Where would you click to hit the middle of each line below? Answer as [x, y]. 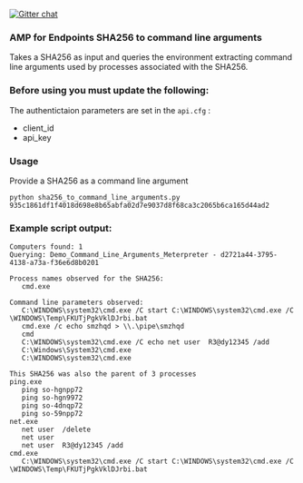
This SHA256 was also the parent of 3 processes [103, 374]
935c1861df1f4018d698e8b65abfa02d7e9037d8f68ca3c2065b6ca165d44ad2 [140, 205]
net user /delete [56, 430]
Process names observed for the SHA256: [87, 279]
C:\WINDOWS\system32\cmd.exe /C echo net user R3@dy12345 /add [146, 342]
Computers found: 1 [46, 247]
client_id [38, 128]
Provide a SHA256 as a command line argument [99, 181]
